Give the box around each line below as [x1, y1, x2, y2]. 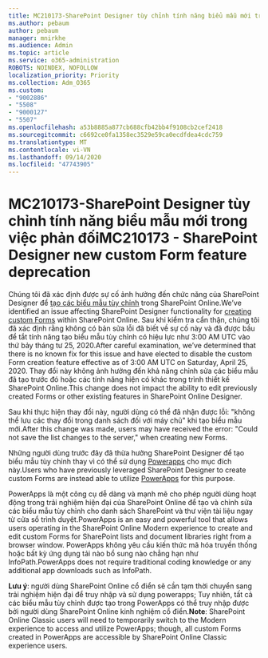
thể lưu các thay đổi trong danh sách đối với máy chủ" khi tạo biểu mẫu [8, 415, 242, 425]
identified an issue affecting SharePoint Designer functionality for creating [8, 307, 252, 316]
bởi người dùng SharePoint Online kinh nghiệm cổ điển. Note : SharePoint [8, 607, 246, 616]
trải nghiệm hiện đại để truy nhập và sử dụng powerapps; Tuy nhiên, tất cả [8, 590, 253, 600]
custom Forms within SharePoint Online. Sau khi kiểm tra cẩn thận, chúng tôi [8, 315, 260, 325]
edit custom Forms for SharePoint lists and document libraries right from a [8, 532, 252, 541]
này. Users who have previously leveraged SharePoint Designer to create [8, 465, 246, 475]
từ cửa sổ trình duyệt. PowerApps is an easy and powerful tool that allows [8, 515, 249, 524]
